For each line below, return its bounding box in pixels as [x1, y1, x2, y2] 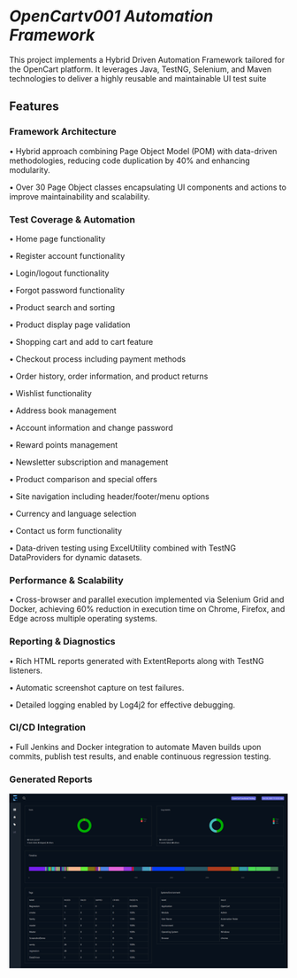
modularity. [9, 164, 50, 175]
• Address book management [9, 405, 117, 416]
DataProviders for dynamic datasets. [9, 552, 143, 562]
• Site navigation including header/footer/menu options [9, 490, 209, 502]
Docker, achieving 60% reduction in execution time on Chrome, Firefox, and [9, 604, 286, 614]
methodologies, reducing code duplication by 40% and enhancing [9, 155, 250, 166]
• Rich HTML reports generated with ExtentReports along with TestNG [9, 655, 265, 666]
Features [9, 99, 59, 114]
